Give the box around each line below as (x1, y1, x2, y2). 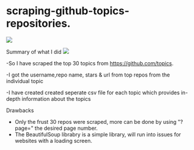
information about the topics (21, 95, 91, 102)
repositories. (6, 17, 71, 30)
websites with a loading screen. (14, 137, 93, 144)
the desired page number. (34, 125, 98, 132)
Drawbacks (6, 107, 34, 114)
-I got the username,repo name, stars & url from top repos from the (6, 71, 170, 78)
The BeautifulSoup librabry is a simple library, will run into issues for (14, 130, 182, 138)
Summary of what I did (6, 48, 62, 55)
